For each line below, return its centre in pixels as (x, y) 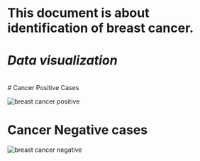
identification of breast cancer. (100, 28)
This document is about (78, 13)
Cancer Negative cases (78, 130)
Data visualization (63, 61)
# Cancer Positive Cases (43, 88)
